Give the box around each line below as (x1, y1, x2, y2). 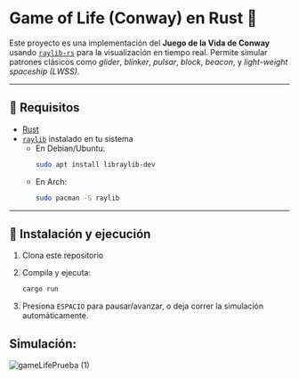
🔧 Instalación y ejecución (9, 227, 151, 242)
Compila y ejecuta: (21, 268, 92, 278)
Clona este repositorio (21, 250, 104, 261)
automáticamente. (21, 310, 89, 321)
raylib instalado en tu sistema (21, 133, 133, 144)
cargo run (21, 284, 60, 293)
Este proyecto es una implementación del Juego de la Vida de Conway (9, 37, 271, 48)
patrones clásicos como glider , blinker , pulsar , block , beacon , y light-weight (9, 56, 288, 67)
